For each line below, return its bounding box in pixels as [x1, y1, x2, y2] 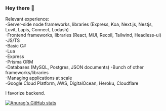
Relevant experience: [5, 16, 50, 22]
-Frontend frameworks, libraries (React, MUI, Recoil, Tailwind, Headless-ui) [5, 32, 162, 38]
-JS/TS [5, 37, 20, 43]
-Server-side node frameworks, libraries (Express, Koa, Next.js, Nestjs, [5, 21, 153, 27]
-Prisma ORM [5, 59, 33, 65]
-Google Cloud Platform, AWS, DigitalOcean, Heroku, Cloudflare [5, 80, 139, 86]
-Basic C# [5, 43, 26, 49]
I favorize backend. [5, 90, 46, 96]
